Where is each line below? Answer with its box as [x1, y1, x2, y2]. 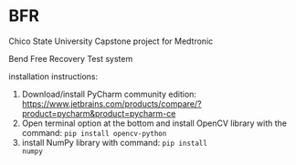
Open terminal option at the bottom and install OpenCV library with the [21, 118, 288, 129]
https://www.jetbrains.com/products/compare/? [21, 98, 202, 109]
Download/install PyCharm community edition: [21, 88, 197, 99]
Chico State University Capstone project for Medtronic [8, 36, 214, 46]
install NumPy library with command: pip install [21, 137, 207, 148]
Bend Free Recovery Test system [8, 53, 133, 64]
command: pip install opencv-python [21, 127, 167, 138]
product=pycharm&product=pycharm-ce [21, 108, 176, 119]
